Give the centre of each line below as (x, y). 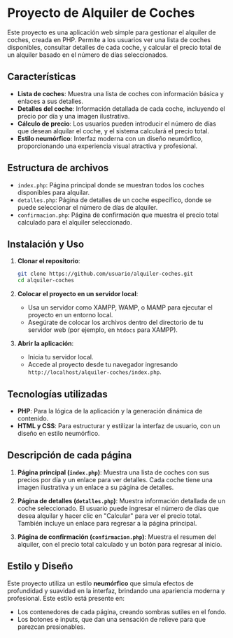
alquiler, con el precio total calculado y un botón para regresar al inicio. (120, 544)
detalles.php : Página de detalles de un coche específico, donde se (114, 200)
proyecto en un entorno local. (70, 315)
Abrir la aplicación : (45, 344)
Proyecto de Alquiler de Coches (101, 13)
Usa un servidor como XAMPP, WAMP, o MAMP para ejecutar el (120, 307)
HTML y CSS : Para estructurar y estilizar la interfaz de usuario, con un (119, 425)
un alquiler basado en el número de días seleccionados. (87, 55)
